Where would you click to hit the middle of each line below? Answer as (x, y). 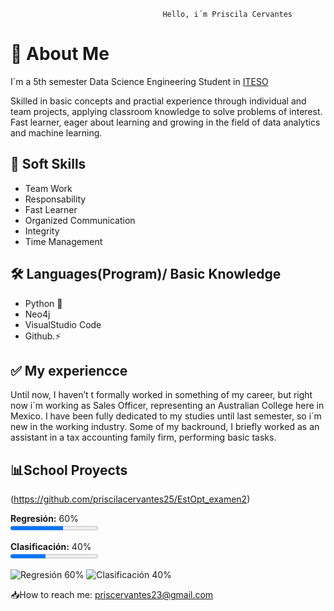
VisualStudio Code (63, 324)
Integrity (42, 231)
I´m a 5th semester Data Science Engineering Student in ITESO (139, 81)
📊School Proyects (69, 470)
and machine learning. (56, 132)
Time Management (63, 241)
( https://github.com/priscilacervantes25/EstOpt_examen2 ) (130, 499)
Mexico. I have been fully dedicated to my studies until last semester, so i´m (166, 416)
